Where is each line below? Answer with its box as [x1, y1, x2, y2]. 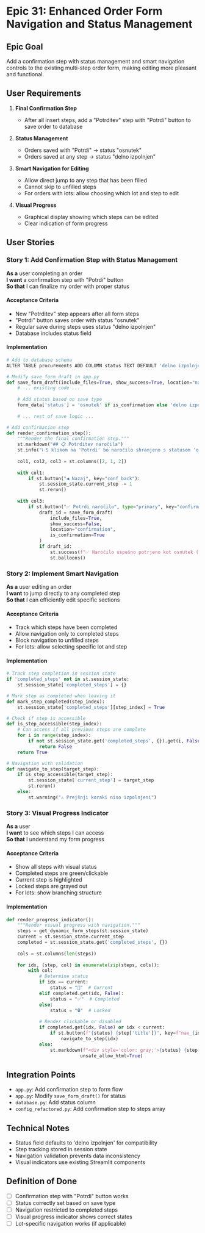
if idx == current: [38, 979, 88, 985]
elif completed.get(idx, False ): [38, 990, 124, 996]
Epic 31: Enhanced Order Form [6, 4, 163, 18]
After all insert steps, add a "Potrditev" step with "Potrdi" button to [24, 116, 191, 123]
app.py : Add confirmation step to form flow [15, 1086, 123, 1093]
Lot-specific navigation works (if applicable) [15, 1220, 126, 1228]
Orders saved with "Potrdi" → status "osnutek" [24, 146, 142, 154]
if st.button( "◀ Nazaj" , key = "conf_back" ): [28, 475, 140, 481]
